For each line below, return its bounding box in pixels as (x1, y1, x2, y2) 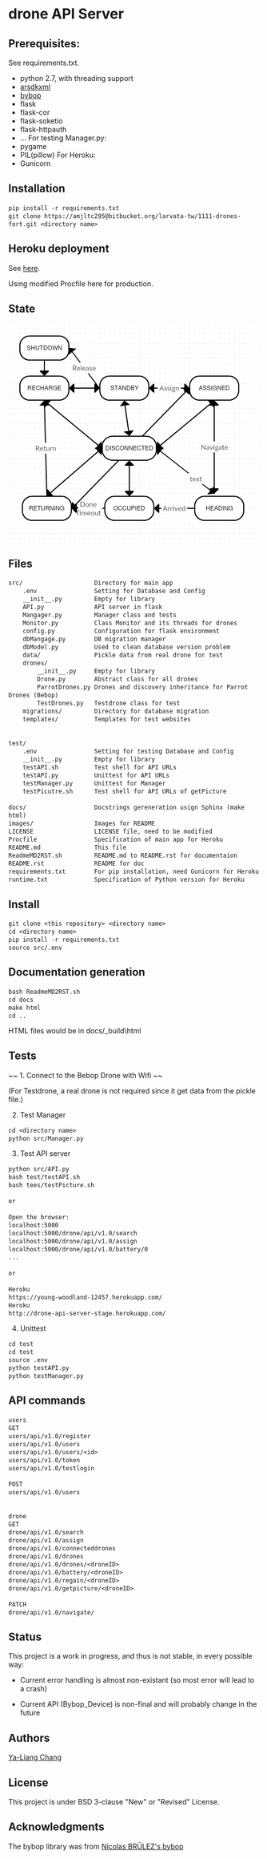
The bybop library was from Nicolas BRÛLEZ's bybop (8, 1841, 184, 1851)
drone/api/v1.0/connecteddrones (8, 1544, 116, 1552)
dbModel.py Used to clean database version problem (22, 643, 230, 652)
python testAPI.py (8, 1364, 70, 1372)
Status (8, 1630, 42, 1643)
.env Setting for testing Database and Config (22, 747, 234, 756)
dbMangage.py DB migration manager (22, 635, 166, 644)
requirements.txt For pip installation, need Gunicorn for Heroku (8, 867, 260, 876)
